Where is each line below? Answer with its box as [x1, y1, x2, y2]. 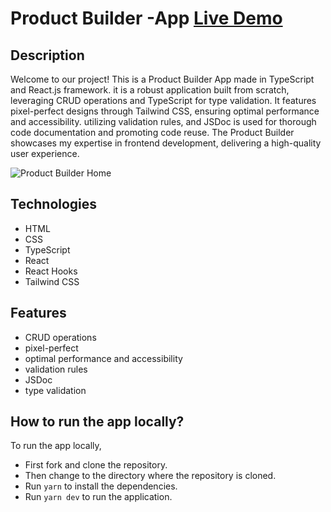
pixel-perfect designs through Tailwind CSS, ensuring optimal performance [10, 105, 320, 117]
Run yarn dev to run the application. [24, 491, 173, 503]
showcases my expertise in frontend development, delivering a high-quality [10, 137, 322, 149]
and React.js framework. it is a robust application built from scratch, [10, 84, 290, 96]
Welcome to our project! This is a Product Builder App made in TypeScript [10, 73, 315, 85]
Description [10, 47, 85, 64]
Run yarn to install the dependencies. [24, 480, 178, 492]
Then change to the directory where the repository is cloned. [24, 470, 277, 482]
